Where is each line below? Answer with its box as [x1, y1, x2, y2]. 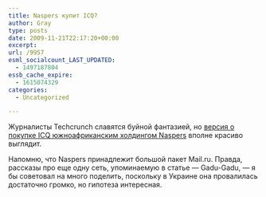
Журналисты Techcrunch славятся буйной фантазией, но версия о [8, 122, 235, 132]
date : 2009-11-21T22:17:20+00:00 [8, 33, 119, 42]
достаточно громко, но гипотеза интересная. [8, 180, 162, 190]
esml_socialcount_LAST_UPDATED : [8, 57, 115, 65]
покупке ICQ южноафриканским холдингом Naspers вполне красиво [8, 131, 244, 140]
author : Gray [8, 19, 52, 27]
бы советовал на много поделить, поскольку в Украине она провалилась [8, 171, 259, 181]
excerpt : [8, 41, 37, 49]
